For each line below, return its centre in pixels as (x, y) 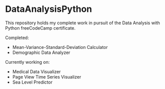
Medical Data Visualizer (37, 71)
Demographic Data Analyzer (41, 52)
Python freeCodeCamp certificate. (41, 28)
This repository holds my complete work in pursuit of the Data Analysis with (83, 23)
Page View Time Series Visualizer (47, 77)
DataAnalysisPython (49, 9)
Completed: (17, 38)
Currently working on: (27, 62)
